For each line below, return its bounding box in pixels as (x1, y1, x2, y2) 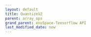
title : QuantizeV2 (5, 12, 43, 16)
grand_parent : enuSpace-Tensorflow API (5, 20, 87, 25)
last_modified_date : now (5, 25, 56, 30)
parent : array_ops (5, 16, 43, 21)
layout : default (5, 7, 38, 12)
